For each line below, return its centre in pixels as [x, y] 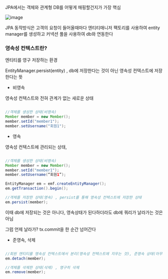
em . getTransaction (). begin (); [37, 189]
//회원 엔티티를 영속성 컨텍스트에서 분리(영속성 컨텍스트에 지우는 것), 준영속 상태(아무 [84, 254]
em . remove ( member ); [26, 272]
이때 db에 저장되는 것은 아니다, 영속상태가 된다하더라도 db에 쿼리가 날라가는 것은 [84, 212]
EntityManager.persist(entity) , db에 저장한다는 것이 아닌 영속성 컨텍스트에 [79, 71]
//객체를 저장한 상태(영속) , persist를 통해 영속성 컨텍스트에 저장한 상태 [73, 198]
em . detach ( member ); [26, 258]
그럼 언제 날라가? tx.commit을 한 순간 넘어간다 [51, 229]
